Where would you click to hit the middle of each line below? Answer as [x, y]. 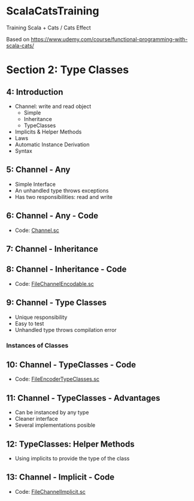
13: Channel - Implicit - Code [60, 477]
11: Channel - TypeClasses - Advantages [83, 398]
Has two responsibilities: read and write [63, 197]
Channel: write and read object [53, 106]
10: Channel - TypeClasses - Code [71, 365]
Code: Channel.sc [37, 230]
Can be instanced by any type [52, 412]
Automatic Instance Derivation [52, 144]
